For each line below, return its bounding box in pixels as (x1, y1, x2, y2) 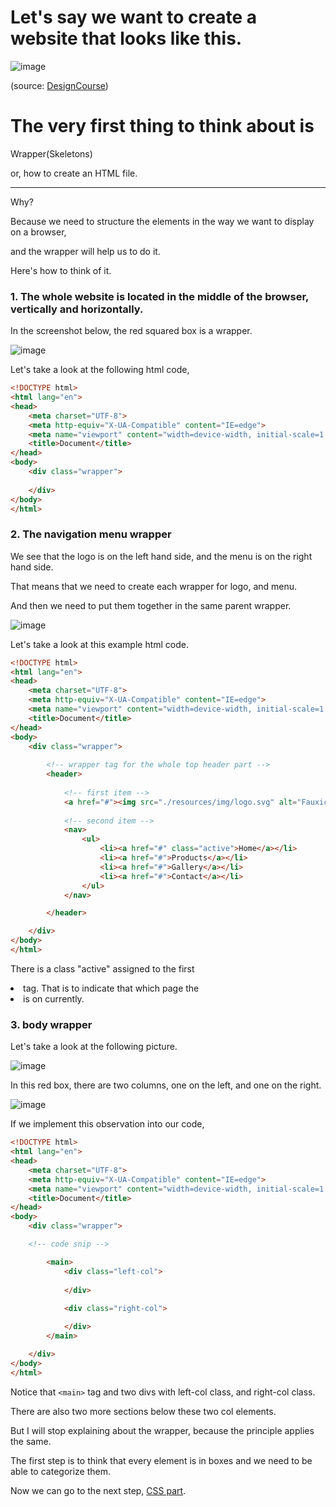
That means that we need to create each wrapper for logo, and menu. (10, 580, 298, 592)
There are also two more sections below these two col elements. (10, 1405, 277, 1417)
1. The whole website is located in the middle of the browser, (10, 289, 309, 303)
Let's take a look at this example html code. (10, 638, 190, 650)
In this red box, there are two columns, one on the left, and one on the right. (10, 1079, 322, 1091)
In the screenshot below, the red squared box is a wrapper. (10, 325, 253, 337)
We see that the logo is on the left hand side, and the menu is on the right (10, 550, 313, 562)
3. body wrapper (10, 1017, 93, 1031)
